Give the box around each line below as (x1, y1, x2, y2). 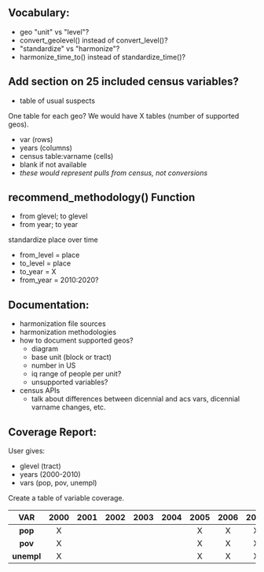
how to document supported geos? (19, 335, 134, 345)
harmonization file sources (19, 319, 106, 328)
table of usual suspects (19, 96, 96, 105)
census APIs (19, 386, 60, 395)
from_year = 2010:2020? (19, 275, 99, 285)
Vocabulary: (8, 6, 70, 20)
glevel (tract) (19, 461, 61, 471)
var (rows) (19, 134, 53, 144)
